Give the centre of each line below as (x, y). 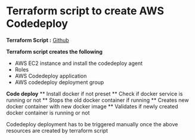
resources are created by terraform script (57, 130)
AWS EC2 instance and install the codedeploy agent (79, 63)
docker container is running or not (48, 113)
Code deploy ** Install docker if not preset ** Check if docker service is (95, 94)
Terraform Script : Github (38, 40)
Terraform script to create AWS (85, 11)
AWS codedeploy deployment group (59, 82)
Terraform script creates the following (55, 51)
